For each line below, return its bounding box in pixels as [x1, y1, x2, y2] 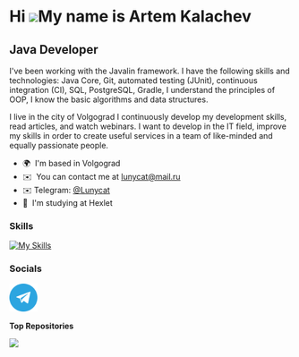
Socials [9, 262, 42, 275]
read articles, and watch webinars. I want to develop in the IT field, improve [9, 121, 286, 132]
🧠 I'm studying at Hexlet [21, 198, 114, 208]
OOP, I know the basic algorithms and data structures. [9, 94, 209, 105]
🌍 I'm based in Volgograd [21, 158, 121, 168]
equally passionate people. [9, 140, 109, 150]
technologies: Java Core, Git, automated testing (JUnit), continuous [9, 75, 258, 86]
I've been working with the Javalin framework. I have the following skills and [9, 65, 291, 76]
